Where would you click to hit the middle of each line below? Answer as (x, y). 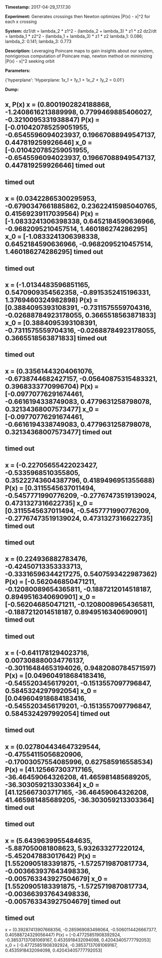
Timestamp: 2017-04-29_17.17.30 (38, 7)
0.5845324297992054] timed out (57, 714)
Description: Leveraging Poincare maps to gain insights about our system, (80, 51)
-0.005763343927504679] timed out (63, 901)
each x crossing (21, 22)
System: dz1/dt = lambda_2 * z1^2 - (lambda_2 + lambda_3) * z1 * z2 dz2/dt (81, 31)
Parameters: (18, 71)
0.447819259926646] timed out (55, 166)
